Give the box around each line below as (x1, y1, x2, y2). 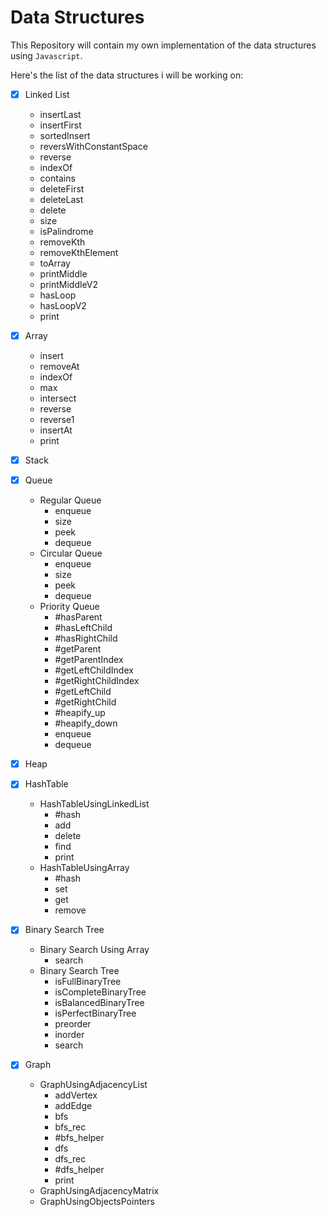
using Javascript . (10, 49, 83, 61)
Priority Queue (39, 601, 100, 613)
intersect (39, 392, 77, 405)
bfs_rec (54, 1121, 87, 1133)
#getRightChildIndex (54, 675, 140, 687)
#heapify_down (54, 717, 118, 730)
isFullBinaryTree (54, 976, 122, 988)
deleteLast (39, 194, 84, 205)
